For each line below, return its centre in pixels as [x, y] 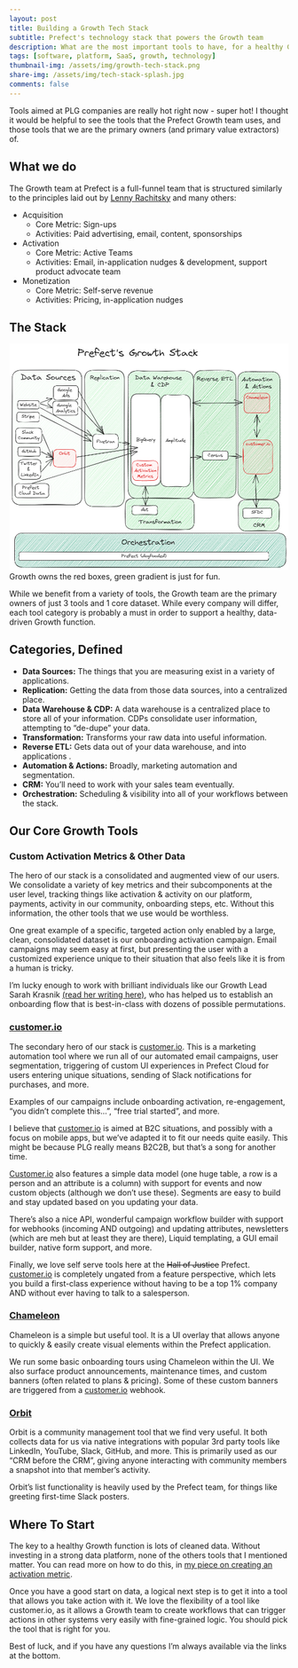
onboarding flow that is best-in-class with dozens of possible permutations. [148, 1004]
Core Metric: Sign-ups [76, 224]
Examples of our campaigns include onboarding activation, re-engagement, [147, 1101]
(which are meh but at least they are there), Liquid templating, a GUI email [144, 1238]
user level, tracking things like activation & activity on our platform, [131, 894]
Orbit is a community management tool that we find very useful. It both [138, 1432]
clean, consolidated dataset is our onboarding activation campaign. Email [143, 940]
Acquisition [43, 215]
